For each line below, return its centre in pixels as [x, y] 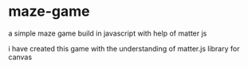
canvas [20, 57]
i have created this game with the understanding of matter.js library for [124, 48]
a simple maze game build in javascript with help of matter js [108, 33]
